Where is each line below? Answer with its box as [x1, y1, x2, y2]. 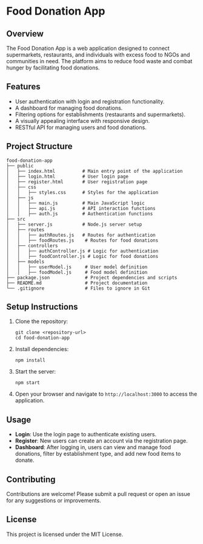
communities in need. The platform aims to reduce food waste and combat [6, 58, 193, 65]
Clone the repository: [15, 318, 68, 325]
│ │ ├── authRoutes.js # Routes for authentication [6, 232, 156, 238]
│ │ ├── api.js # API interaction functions [6, 205, 156, 211]
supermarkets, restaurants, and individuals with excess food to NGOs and [6, 51, 190, 58]
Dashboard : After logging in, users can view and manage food [15, 444, 171, 451]
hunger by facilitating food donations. [6, 64, 100, 71]
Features [6, 82, 41, 92]
